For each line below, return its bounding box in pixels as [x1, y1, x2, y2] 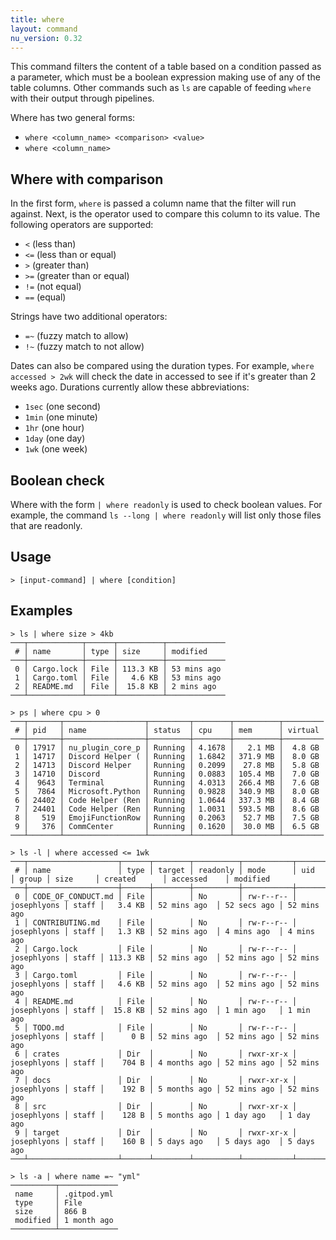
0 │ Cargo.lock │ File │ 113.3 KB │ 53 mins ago [14, 664, 222, 674]
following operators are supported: [10, 219, 154, 231]
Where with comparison [10, 171, 164, 188]
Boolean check [10, 472, 105, 489]
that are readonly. [10, 520, 83, 531]
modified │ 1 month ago [14, 1215, 114, 1225]
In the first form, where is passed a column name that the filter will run [10, 197, 297, 210]
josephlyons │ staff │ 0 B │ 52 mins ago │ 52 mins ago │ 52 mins [10, 1031, 320, 1041]
